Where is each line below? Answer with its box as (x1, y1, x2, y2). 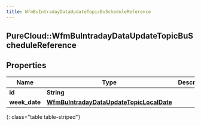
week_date (9, 98, 41, 106)
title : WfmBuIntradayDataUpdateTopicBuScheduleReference (6, 8, 151, 15)
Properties (6, 60, 47, 70)
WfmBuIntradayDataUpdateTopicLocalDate (46, 98, 172, 106)
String (46, 88, 65, 96)
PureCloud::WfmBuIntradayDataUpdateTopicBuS (6, 31, 193, 41)
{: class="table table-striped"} (6, 113, 81, 120)
